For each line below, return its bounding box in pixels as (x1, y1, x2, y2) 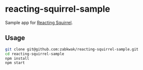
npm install (5, 56, 29, 61)
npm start (5, 60, 25, 66)
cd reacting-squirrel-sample (5, 51, 64, 56)
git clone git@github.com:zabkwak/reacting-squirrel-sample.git (5, 47, 139, 52)
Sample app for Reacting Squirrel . (5, 20, 73, 25)
